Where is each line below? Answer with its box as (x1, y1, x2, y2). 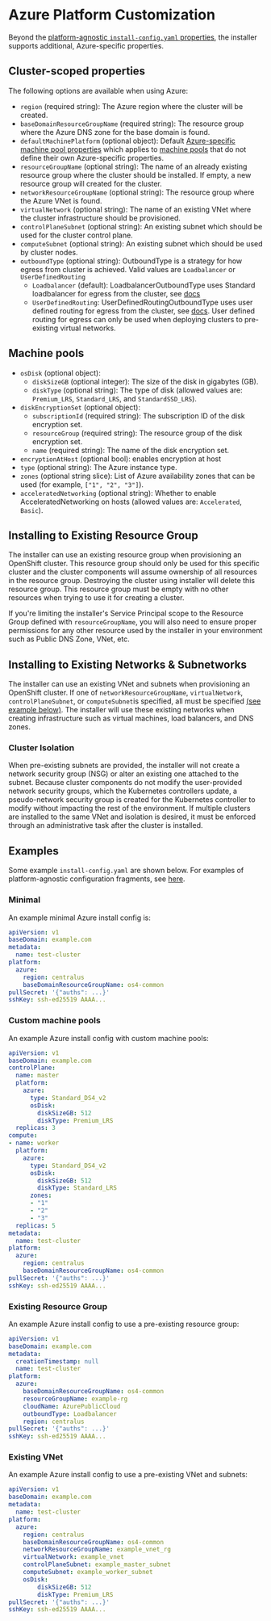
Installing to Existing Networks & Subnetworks (8, 657, 248, 671)
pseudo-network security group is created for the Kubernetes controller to (8, 795, 256, 804)
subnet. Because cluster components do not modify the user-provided (8, 778, 243, 787)
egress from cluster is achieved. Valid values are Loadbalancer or (19, 264, 236, 274)
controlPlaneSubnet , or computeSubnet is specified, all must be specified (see (8, 696, 261, 706)
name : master (15, 1072, 60, 1080)
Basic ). (19, 505, 44, 514)
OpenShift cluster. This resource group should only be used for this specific (8, 559, 261, 569)
